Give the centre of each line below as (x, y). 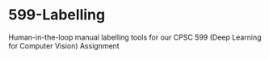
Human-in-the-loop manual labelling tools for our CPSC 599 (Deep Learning (135, 37)
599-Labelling (57, 15)
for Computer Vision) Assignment (64, 45)
